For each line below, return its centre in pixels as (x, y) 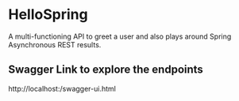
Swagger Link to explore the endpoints (106, 70)
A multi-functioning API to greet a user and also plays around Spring (120, 36)
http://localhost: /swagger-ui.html (62, 88)
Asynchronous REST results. (55, 44)
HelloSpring (48, 15)
